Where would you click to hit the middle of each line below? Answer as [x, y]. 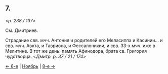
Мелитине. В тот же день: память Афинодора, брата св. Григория [76, 51]
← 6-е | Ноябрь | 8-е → [30, 66]
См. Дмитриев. [22, 30]
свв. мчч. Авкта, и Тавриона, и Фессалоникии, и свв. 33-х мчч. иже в [80, 46]
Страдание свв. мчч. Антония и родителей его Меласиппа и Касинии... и [84, 40]
